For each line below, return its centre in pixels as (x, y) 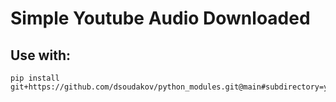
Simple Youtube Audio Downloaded (160, 18)
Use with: (40, 55)
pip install (35, 78)
